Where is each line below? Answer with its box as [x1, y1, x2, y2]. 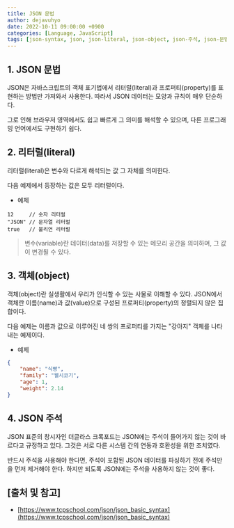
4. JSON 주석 [7, 413, 63, 424]
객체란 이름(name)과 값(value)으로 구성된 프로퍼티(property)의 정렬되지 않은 [7, 298, 217, 307]
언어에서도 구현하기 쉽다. [14, 124, 82, 132]
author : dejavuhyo [7, 17, 61, 24]
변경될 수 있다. [31, 248, 71, 256]
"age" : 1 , [19, 378, 49, 386]
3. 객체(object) [7, 270, 70, 282]
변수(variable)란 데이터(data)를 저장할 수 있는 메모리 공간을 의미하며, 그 [24, 239, 219, 247]
